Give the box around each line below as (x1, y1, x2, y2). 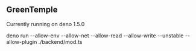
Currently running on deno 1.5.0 (6, 20, 85, 27)
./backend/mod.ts (38, 38, 83, 45)
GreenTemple (6, 5, 58, 15)
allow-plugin (6, 38, 37, 45)
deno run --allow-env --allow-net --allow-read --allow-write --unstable (6, 32, 184, 39)
